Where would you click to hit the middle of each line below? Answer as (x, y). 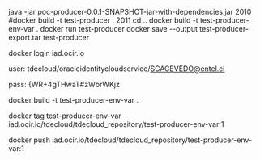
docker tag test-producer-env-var (65, 116)
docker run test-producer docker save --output (119, 29)
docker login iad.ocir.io (47, 53)
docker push (30, 140)
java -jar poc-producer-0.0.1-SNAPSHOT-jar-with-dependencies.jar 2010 (130, 12)
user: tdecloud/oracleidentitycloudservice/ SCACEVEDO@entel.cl (117, 69)
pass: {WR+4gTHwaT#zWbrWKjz (64, 84)
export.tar (25, 37)
